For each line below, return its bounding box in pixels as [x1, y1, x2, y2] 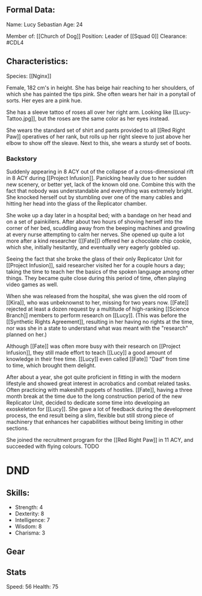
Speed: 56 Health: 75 [6, 583, 59, 591]
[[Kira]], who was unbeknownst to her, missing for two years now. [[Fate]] [6, 299, 189, 306]
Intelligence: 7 [14, 516, 50, 523]
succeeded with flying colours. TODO [6, 442, 99, 450]
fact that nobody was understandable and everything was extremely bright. [6, 187, 194, 194]
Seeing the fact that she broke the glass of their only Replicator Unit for [6, 255, 183, 262]
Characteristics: [6, 57, 69, 67]
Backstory [6, 154, 37, 163]
